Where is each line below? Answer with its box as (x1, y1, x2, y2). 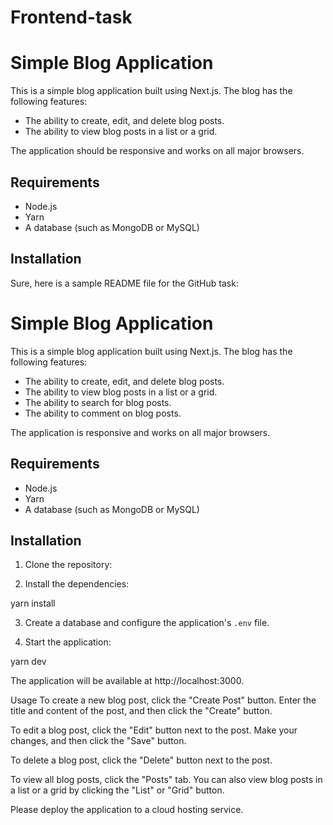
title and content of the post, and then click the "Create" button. (10, 705, 273, 717)
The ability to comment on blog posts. (24, 407, 182, 419)
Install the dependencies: (24, 578, 130, 590)
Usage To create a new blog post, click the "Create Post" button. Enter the (10, 694, 317, 706)
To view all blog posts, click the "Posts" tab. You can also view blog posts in (10, 774, 323, 786)
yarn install (10, 597, 56, 610)
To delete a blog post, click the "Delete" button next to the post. (10, 754, 273, 766)
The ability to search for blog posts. (24, 396, 172, 408)
